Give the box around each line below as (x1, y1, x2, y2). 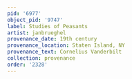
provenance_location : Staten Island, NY (7, 42, 126, 49)
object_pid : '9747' (7, 16, 64, 23)
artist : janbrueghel (7, 29, 67, 36)
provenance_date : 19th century (7, 36, 97, 43)
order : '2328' (7, 61, 48, 68)
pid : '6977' (7, 10, 41, 17)
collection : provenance (7, 55, 76, 62)
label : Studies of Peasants (7, 23, 88, 30)
